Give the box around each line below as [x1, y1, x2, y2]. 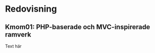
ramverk [5, 30, 32, 38]
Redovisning [5, 3, 57, 15]
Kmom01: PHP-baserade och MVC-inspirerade [5, 23, 151, 31]
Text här [5, 43, 22, 49]
